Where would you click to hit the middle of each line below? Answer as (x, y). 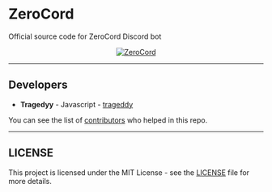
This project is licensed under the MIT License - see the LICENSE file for (129, 172)
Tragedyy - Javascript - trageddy (76, 104)
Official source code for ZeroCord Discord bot (85, 36)
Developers (38, 85)
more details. (30, 181)
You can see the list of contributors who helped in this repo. (108, 120)
